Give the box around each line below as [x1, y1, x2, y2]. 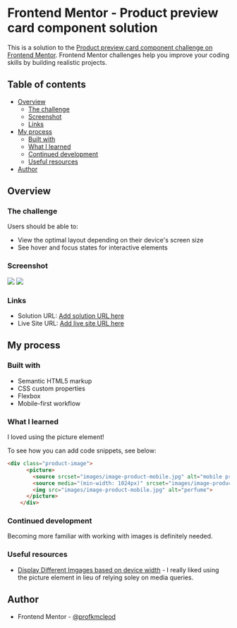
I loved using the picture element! [7, 433, 104, 441]
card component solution [7, 20, 158, 36]
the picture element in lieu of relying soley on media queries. [17, 573, 194, 581]
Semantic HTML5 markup [17, 376, 92, 385]
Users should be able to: [7, 222, 79, 230]
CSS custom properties [17, 384, 86, 393]
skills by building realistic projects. [7, 58, 107, 66]
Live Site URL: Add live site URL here [17, 319, 125, 328]
